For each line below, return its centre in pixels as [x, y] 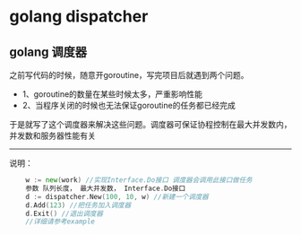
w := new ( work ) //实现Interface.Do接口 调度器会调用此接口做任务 [139, 180]
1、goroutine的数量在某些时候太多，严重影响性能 [112, 94]
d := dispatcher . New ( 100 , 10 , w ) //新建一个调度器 [117, 196]
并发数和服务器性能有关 [52, 135]
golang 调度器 [48, 52]
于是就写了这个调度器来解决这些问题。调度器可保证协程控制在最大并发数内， [150, 124]
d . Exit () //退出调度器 [64, 213]
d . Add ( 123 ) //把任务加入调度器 [78, 205]
